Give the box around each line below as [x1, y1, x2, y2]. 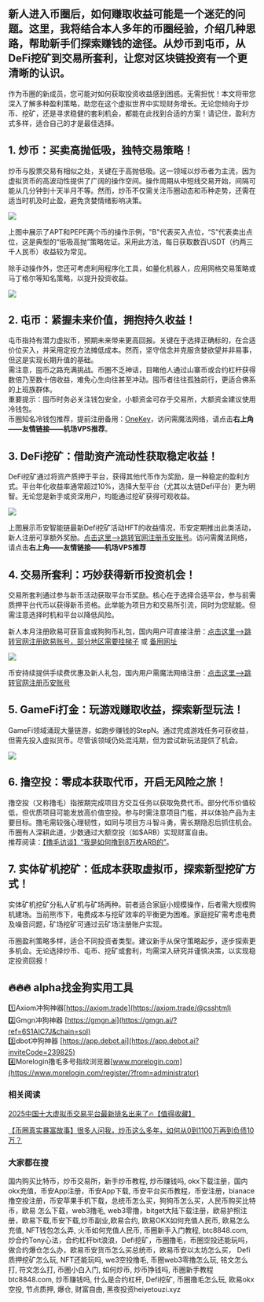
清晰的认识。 [8, 66, 71, 80]
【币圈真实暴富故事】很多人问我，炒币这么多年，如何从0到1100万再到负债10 [8, 1125, 255, 1135]
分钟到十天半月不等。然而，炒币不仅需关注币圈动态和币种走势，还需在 [28, 186, 256, 195]
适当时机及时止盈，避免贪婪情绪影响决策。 [8, 195, 146, 205]
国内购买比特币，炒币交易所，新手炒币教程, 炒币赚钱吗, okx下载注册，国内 [8, 1176, 248, 1185]
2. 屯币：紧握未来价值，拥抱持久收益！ [8, 313, 196, 327]
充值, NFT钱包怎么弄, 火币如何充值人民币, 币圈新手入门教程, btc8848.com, [8, 1225, 249, 1234]
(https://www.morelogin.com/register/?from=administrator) [8, 1068, 200, 1078]
